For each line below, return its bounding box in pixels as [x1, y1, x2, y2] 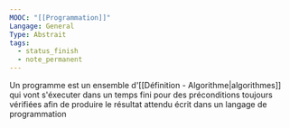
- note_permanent [17, 55, 83, 64]
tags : [9, 38, 30, 48]
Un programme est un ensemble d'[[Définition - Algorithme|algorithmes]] [9, 80, 282, 90]
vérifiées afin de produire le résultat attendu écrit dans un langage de [9, 99, 267, 109]
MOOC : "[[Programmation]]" [9, 13, 111, 23]
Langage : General [9, 22, 75, 31]
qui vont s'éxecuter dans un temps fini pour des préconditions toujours [9, 89, 273, 100]
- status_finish [17, 47, 79, 56]
